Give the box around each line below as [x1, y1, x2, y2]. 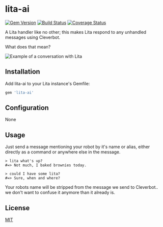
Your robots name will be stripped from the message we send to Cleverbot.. [5, 184, 159, 190]
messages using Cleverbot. [5, 34, 60, 40]
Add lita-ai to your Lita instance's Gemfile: [5, 80, 90, 86]
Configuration [5, 104, 49, 112]
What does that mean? [5, 44, 51, 50]
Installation [5, 68, 40, 76]
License [5, 203, 30, 212]
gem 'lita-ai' [5, 90, 34, 95]
